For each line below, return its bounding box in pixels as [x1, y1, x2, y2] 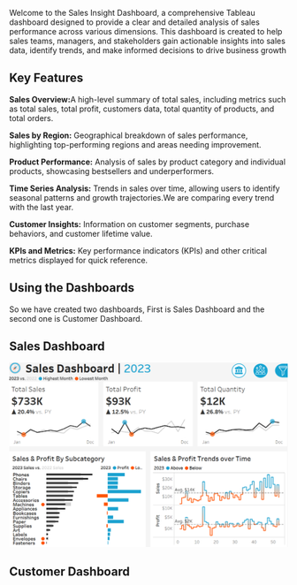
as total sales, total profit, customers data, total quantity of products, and [9, 103, 275, 114]
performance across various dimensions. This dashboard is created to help [9, 27, 283, 36]
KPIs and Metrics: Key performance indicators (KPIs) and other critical [9, 245, 268, 255]
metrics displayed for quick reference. [9, 255, 148, 265]
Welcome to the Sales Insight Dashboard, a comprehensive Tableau [9, 8, 255, 18]
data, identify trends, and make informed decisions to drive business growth [9, 45, 287, 56]
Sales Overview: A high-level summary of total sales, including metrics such [9, 94, 286, 104]
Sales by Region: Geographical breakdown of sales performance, [9, 130, 248, 141]
